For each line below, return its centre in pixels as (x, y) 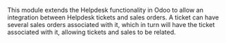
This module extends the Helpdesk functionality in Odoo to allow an (106, 10)
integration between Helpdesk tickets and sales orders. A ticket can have (113, 17)
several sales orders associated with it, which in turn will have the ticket (111, 25)
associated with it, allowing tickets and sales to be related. (92, 32)
